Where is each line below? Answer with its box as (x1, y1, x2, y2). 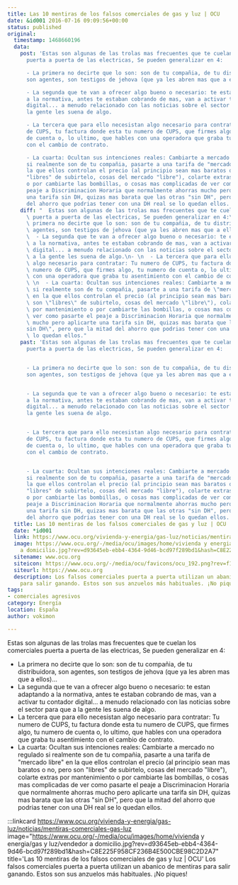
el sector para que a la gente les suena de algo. (17, 705, 157, 713)
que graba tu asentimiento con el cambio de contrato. (17, 735, 175, 744)
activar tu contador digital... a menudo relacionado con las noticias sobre (17, 697, 231, 706)
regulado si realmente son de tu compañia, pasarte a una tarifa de (17, 750, 210, 759)
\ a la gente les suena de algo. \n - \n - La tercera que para (25, 253, 217, 260)
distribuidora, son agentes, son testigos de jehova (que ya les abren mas (17, 667, 230, 676)
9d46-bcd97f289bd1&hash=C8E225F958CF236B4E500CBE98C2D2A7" (7, 847, 220, 855)
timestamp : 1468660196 (13, 37, 81, 44)
